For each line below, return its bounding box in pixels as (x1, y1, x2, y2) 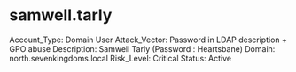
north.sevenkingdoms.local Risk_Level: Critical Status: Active (9, 53, 232, 63)
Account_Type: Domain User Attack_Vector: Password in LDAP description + (9, 34, 288, 45)
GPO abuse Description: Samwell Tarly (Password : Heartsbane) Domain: (9, 43, 276, 54)
